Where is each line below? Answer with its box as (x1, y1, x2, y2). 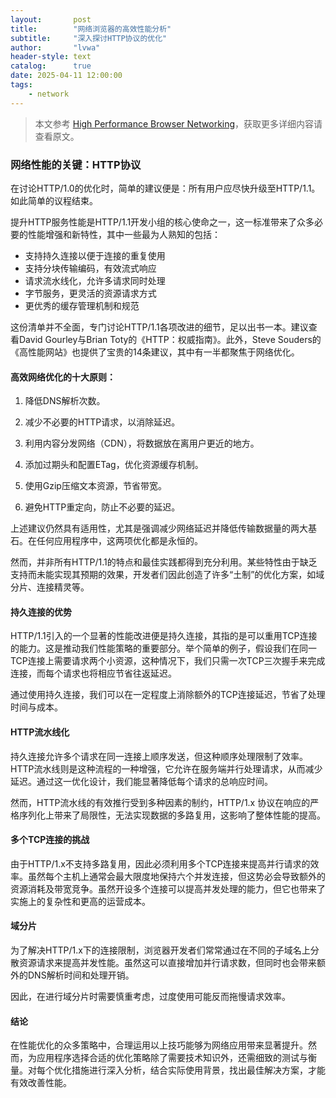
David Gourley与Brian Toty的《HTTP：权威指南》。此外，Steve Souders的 (18, 333, 322, 345)
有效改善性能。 (10, 1077, 72, 1089)
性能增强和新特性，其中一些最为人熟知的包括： (27, 228, 221, 240)
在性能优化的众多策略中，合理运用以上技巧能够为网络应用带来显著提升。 (10, 1039, 308, 1051)
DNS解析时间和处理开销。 (27, 969, 135, 981)
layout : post (10, 14, 92, 25)
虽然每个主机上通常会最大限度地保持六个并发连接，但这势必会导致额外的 (27, 870, 326, 882)
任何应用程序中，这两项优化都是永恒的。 (36, 535, 203, 547)
